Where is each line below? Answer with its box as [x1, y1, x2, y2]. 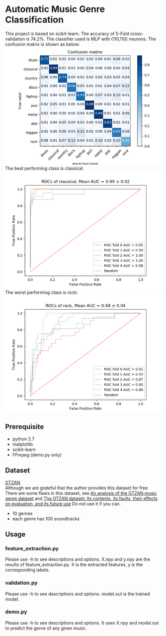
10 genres [12, 510, 33, 516]
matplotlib [12, 441, 33, 447]
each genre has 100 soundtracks [12, 515, 80, 522]
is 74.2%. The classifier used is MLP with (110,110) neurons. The [26, 36, 157, 42]
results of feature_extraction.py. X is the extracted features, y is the [5, 562, 143, 568]
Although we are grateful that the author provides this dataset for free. [5, 485, 149, 491]
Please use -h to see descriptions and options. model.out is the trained [5, 591, 150, 597]
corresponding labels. [5, 567, 50, 573]
